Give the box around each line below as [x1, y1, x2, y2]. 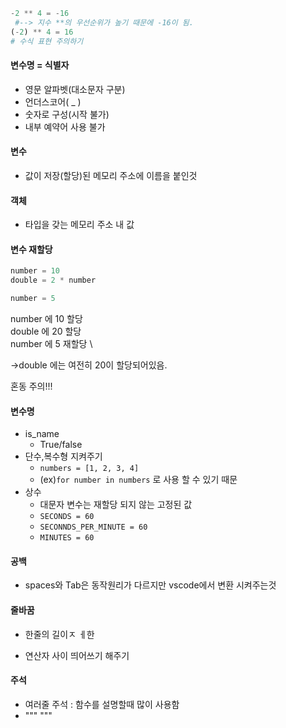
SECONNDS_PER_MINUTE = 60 [39, 522, 148, 533]
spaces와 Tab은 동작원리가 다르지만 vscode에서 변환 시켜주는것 [24, 579, 277, 591]
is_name [24, 428, 60, 440]
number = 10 [10, 266, 60, 276]
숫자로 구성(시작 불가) [24, 108, 110, 120]
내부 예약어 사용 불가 [24, 120, 106, 133]
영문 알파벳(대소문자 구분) [24, 83, 126, 95]
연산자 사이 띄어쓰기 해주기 [24, 649, 130, 661]
